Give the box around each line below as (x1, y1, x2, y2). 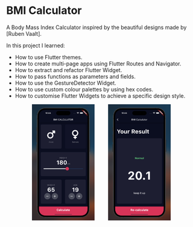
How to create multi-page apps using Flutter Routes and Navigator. (14, 60, 182, 67)
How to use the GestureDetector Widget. (14, 79, 116, 87)
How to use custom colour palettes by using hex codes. (14, 85, 154, 93)
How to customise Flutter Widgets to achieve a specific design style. (14, 92, 186, 99)
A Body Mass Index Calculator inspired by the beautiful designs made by (6, 24, 187, 31)
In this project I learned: (6, 42, 65, 49)
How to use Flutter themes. (14, 53, 83, 61)
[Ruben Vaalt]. (6, 30, 42, 37)
